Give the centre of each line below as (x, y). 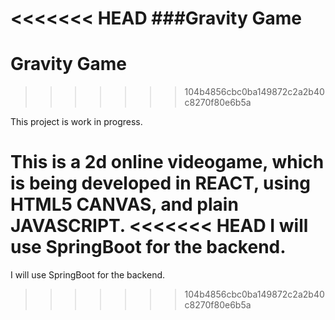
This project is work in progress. (76, 122)
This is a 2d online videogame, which (167, 162)
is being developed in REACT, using (160, 183)
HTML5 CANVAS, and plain (124, 204)
